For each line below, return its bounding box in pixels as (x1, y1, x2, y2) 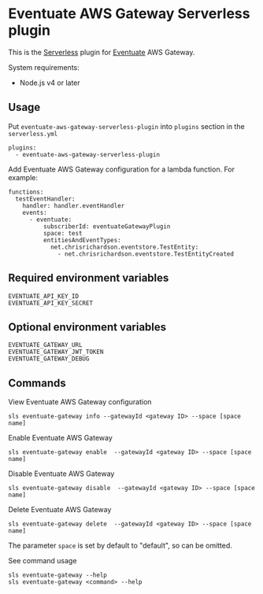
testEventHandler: (15, 194, 76, 203)
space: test (43, 229, 83, 237)
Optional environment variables (8, 320, 167, 334)
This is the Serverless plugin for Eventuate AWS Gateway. (8, 47, 195, 57)
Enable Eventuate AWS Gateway (8, 434, 113, 443)
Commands (8, 376, 67, 389)
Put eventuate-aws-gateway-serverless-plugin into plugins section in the (8, 121, 246, 131)
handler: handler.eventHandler (22, 201, 125, 209)
